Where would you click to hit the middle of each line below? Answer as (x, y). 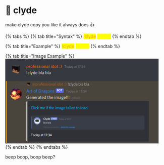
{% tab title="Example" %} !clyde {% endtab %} (63, 46)
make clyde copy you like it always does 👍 (50, 24)
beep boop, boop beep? (30, 157)
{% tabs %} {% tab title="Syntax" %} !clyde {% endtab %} (74, 36)
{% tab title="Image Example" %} (40, 56)
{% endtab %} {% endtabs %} (37, 147)
